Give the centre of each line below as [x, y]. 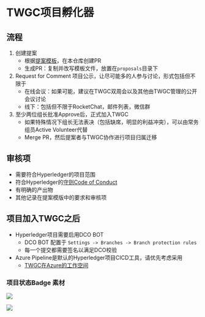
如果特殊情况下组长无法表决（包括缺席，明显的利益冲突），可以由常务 [111, 122]
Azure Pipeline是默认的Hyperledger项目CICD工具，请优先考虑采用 [99, 258]
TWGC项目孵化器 [50, 13]
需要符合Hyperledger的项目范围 [55, 174]
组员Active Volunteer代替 [56, 130]
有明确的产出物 [34, 189]
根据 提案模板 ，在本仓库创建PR [63, 61]
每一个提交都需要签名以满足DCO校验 [71, 250]
